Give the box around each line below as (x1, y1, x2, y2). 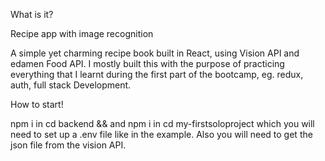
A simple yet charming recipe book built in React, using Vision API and (10, 47, 300, 59)
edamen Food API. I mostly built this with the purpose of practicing (10, 58, 285, 69)
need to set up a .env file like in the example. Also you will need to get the (10, 129, 313, 140)
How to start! (10, 99, 64, 110)
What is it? (10, 9, 54, 20)
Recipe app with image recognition (10, 28, 154, 39)
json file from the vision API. (10, 139, 127, 151)
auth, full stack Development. (10, 79, 132, 91)
